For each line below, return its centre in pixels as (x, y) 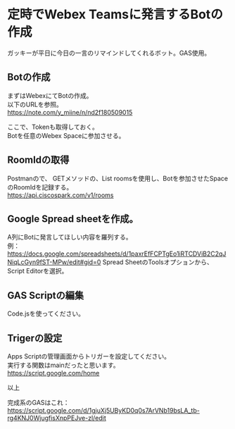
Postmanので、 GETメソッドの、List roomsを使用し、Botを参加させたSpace (118, 178)
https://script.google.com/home (53, 373)
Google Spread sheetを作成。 (73, 219)
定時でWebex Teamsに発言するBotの (115, 14)
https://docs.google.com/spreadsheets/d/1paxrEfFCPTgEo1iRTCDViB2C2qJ (117, 254)
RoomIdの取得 (38, 160)
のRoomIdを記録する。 (40, 187)
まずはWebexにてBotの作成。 (50, 95)
